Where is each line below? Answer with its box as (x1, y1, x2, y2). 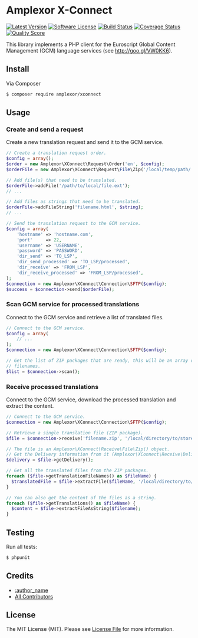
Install (6, 64, 29, 74)
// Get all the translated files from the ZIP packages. (6, 467, 149, 474)
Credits (6, 571, 34, 581)
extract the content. (6, 403, 54, 410)
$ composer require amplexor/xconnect (6, 91, 101, 97)
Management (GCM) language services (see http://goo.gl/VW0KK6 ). (6, 47, 173, 54)
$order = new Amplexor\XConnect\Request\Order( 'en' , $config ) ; (6, 161, 165, 167)
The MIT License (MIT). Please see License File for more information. (6, 626, 174, 633)
